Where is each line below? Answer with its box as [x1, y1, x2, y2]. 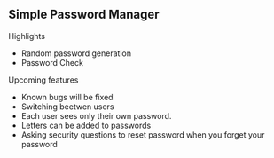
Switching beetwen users [20, 101, 114, 112]
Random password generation [20, 48, 132, 59]
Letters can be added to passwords [20, 120, 152, 130]
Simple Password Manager [8, 7, 160, 22]
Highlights [8, 30, 46, 41]
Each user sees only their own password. [20, 110, 172, 121]
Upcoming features [8, 75, 79, 85]
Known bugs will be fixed [20, 91, 114, 102]
